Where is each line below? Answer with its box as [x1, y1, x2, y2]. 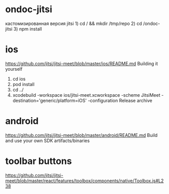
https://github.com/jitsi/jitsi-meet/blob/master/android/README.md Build [5, 132, 158, 138]
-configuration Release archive [88, 97, 152, 103]
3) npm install [13, 25, 42, 32]
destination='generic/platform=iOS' [12, 97, 87, 103]
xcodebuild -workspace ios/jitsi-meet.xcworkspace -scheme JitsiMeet [12, 92, 161, 98]
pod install [12, 81, 35, 87]
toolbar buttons [5, 155, 72, 167]
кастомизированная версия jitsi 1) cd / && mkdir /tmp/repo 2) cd [5, 20, 142, 26]
